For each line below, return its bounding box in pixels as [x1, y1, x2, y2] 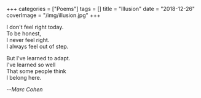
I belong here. [6, 74, 42, 81]
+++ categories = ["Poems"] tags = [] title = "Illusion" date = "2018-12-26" [6, 5, 195, 12]
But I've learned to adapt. [6, 55, 71, 61]
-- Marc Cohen [6, 86, 43, 93]
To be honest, [6, 30, 42, 37]
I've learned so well [6, 61, 56, 68]
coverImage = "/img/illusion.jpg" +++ [6, 12, 101, 19]
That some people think [6, 68, 66, 75]
